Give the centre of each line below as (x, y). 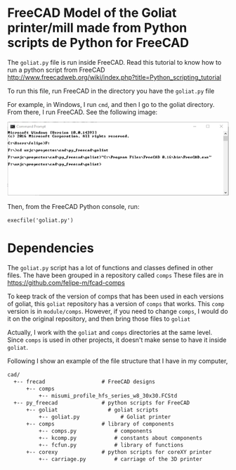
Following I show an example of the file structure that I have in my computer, (118, 361)
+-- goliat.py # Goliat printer (105, 417)
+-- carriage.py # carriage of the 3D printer (120, 459)
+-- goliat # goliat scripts (92, 409)
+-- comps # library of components (100, 424)
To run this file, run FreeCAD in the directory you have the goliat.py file (111, 91)
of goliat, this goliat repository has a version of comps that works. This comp (116, 303)
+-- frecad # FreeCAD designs (85, 381)
